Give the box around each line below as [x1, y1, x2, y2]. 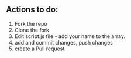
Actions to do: [6, 5, 58, 15]
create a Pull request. [14, 45, 66, 52]
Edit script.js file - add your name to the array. [14, 32, 126, 40]
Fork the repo [14, 20, 48, 27]
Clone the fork [14, 26, 50, 33]
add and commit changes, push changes [14, 39, 113, 46]
